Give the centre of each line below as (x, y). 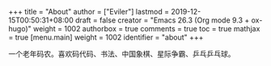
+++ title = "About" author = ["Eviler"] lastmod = (89, 12)
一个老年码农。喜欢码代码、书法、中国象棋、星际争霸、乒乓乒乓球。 (122, 54)
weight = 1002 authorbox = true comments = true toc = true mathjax (146, 29)
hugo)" (20, 29)
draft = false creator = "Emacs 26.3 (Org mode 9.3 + (163, 20)
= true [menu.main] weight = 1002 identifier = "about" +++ (106, 37)
